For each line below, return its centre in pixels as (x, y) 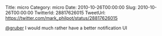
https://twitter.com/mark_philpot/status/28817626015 (62, 18)
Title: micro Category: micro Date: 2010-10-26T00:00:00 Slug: (71, 7)
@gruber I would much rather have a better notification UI (66, 28)
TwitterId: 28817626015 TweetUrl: (70, 13)
